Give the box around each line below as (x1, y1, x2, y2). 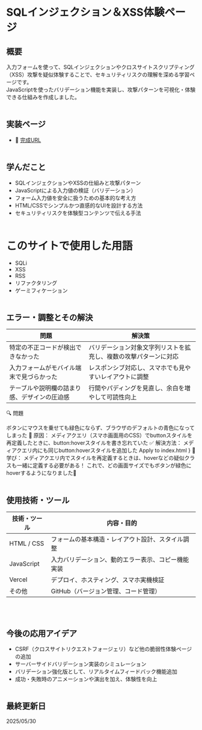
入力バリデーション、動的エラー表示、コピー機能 (50, 555, 189, 564)
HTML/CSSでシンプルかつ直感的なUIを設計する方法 (14, 202, 143, 209)
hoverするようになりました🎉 (6, 469, 77, 477)
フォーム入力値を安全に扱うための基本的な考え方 (14, 194, 136, 202)
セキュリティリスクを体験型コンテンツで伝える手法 (14, 209, 141, 217)
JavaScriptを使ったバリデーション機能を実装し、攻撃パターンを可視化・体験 (6, 86, 196, 93)
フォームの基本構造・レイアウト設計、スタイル (50, 535, 183, 543)
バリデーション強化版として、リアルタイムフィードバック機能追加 (14, 668, 177, 675)
